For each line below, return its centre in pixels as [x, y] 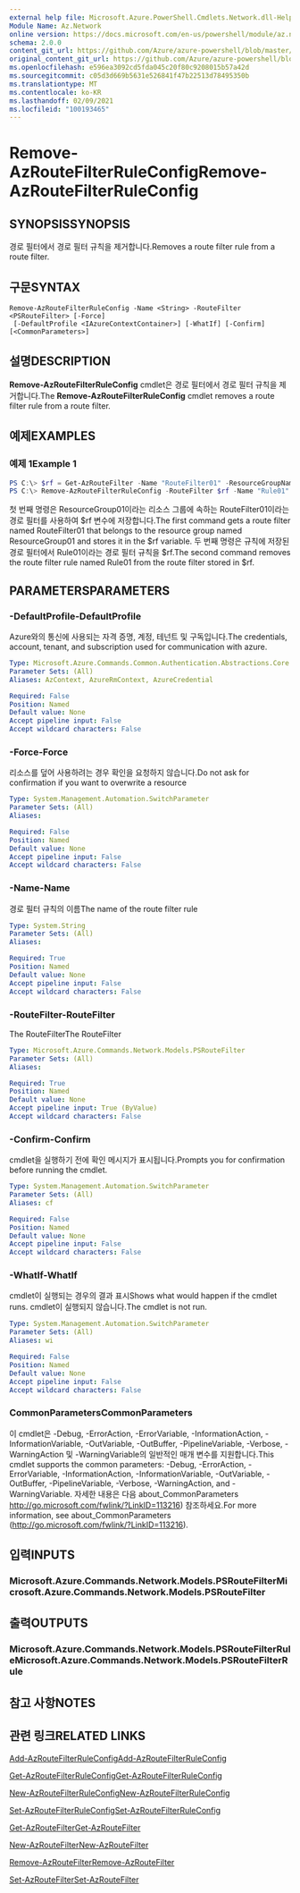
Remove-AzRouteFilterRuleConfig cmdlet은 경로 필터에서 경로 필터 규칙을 [143, 385]
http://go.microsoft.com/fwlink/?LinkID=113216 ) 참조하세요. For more [133, 1505]
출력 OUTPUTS [49, 1623]
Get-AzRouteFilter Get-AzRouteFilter [75, 1827]
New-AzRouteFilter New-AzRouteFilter [79, 1845]
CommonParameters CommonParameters [101, 1413]
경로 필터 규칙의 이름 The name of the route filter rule [104, 908]
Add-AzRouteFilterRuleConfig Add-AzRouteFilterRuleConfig [118, 1758]
